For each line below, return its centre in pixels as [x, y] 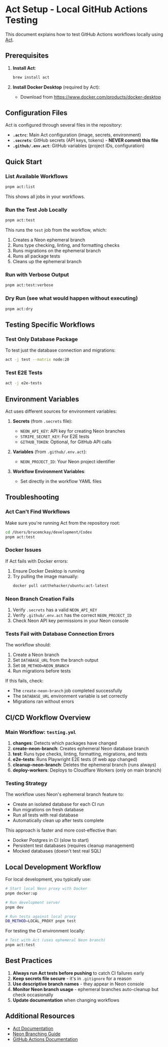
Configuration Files [36, 113]
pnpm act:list [20, 187]
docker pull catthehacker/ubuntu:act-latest [61, 586]
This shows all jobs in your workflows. [45, 196]
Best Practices [29, 961]
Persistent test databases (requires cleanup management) [74, 845]
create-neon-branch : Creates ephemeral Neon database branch [81, 748]
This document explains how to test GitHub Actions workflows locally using [84, 34]
